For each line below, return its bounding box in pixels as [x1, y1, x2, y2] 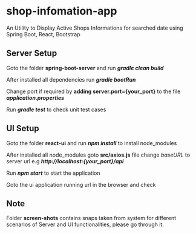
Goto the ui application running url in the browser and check [6, 181, 156, 188]
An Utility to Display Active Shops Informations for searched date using [6, 24, 183, 31]
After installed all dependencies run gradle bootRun [6, 76, 136, 83]
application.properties [6, 94, 65, 101]
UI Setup [6, 123, 39, 134]
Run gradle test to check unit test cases [6, 106, 106, 113]
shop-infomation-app [6, 4, 117, 18]
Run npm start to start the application [6, 169, 100, 177]
